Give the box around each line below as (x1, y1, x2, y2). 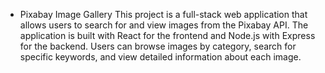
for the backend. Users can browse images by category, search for (19, 40, 297, 52)
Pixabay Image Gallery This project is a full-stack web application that (19, 9, 308, 20)
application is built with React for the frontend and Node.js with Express (19, 30, 316, 41)
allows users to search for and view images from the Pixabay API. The (19, 19, 309, 31)
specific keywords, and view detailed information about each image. (19, 51, 302, 63)
